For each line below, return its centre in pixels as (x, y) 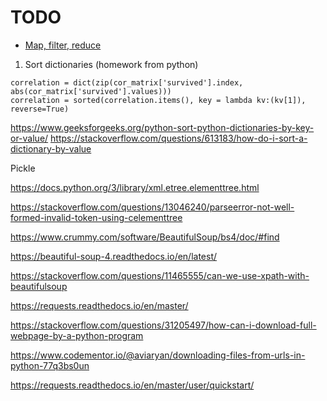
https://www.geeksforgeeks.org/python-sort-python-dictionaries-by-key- (162, 127)
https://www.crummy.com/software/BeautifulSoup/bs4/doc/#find (145, 237)
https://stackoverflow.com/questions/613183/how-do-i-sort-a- (179, 138)
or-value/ (29, 138)
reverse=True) (40, 109)
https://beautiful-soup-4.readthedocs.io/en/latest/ (114, 256)
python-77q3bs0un (50, 365)
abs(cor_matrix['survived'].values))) (91, 91)
